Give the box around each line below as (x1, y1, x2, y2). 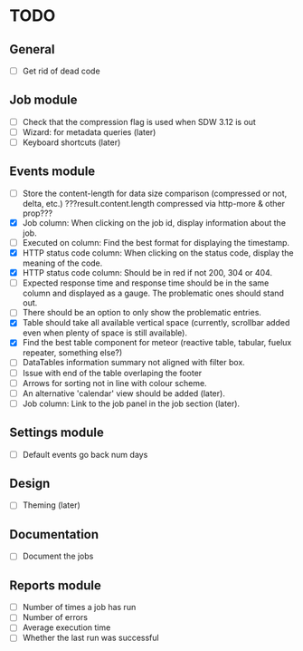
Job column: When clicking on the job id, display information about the (22, 217, 287, 228)
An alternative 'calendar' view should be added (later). (22, 387, 226, 399)
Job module (9, 92, 78, 108)
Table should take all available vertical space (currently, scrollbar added (22, 317, 290, 328)
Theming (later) (22, 500, 81, 510)
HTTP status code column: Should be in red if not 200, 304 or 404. (22, 267, 273, 278)
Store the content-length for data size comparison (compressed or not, (22, 188, 288, 199)
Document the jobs (22, 550, 94, 562)
